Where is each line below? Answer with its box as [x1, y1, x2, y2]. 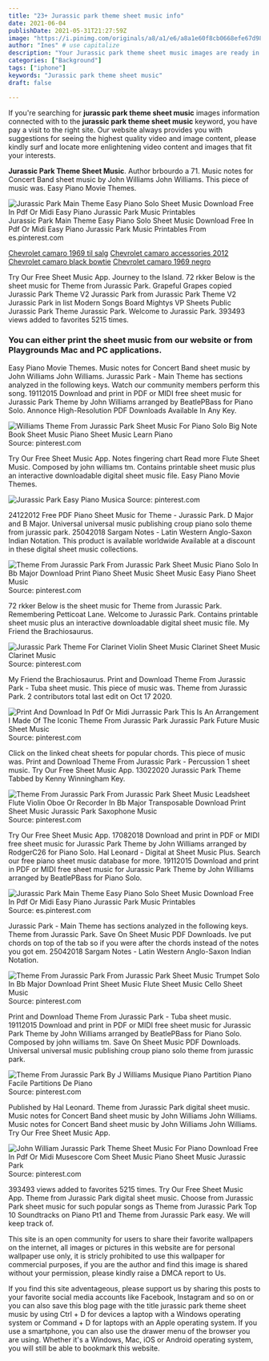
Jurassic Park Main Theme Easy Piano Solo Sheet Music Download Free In [8, 216, 254, 225]
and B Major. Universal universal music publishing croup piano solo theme [8, 519, 252, 528]
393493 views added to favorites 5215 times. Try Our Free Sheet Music [8, 1184, 244, 1194]
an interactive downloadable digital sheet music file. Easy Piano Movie [8, 470, 240, 480]
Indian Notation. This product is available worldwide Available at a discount [8, 535, 255, 545]
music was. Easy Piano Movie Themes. [8, 183, 137, 192]
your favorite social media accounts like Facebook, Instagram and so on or [8, 1292, 255, 1302]
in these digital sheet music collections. [8, 544, 139, 554]
